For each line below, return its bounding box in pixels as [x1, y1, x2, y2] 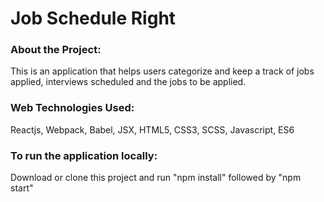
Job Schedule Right [10, 7, 177, 30]
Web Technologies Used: [10, 101, 135, 115]
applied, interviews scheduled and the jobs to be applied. [10, 76, 247, 88]
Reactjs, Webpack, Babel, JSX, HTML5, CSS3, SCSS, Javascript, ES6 [10, 123, 295, 136]
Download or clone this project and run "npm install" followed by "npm [10, 172, 302, 184]
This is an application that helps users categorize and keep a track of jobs [10, 65, 315, 77]
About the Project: [10, 43, 102, 57]
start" [10, 182, 34, 194]
